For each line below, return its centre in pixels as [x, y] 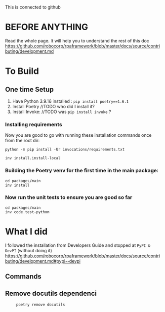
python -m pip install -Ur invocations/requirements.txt [65, 150]
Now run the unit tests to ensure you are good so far [69, 197]
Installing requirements [34, 124]
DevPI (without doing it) [29, 250]
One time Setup [30, 89]
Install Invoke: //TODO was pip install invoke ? [62, 112]
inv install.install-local [33, 158]
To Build [22, 71]
